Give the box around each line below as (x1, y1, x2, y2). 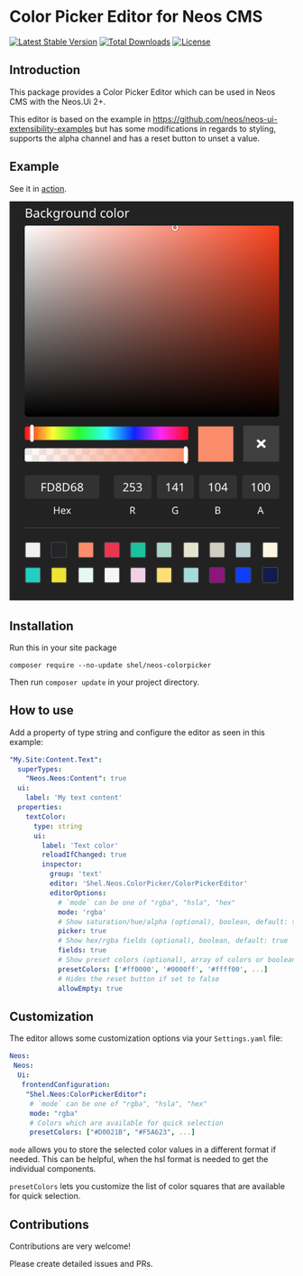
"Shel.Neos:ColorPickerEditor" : (25, 1090, 147, 1099)
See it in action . (9, 183, 68, 194)
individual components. (9, 1164, 96, 1175)
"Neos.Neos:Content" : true (25, 774, 127, 783)
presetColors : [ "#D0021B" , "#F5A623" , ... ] (29, 1128, 196, 1137)
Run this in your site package (9, 642, 117, 653)
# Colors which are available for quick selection (29, 1119, 224, 1128)
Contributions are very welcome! (9, 1241, 131, 1252)
